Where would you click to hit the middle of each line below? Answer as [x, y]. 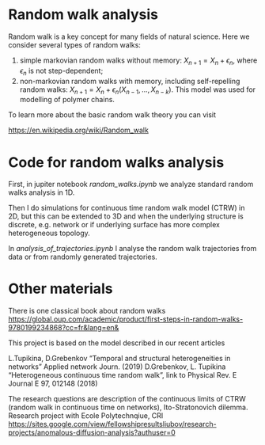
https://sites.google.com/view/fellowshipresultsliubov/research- [112, 424]
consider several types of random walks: [74, 44]
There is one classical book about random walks [87, 311]
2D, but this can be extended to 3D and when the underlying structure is [126, 216]
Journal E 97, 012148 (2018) [53, 384]
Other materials [61, 289]
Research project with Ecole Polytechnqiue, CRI [86, 416]
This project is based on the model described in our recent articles [117, 343]
